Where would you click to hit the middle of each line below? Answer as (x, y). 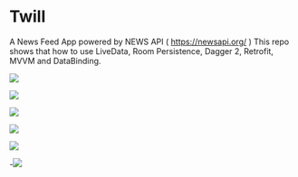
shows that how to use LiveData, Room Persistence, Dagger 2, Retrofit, (142, 51)
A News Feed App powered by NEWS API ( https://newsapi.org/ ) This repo (149, 42)
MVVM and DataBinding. (55, 61)
